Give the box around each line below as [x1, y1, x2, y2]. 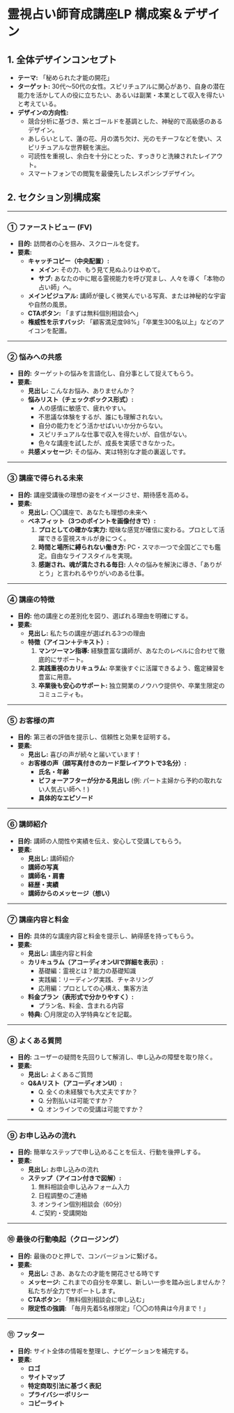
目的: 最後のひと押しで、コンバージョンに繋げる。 [17, 1251, 162, 1260]
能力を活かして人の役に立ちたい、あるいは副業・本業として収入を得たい [17, 91, 225, 99]
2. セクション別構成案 [7, 192, 101, 203]
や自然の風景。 [27, 300, 71, 309]
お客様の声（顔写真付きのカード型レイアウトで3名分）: [27, 759, 187, 767]
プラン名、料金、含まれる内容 [38, 1001, 124, 1010]
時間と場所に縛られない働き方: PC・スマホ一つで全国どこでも [38, 543, 215, 551]
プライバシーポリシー [27, 1391, 89, 1399]
